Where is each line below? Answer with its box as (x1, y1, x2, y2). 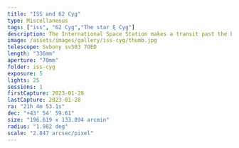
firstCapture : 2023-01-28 (7, 90, 84, 97)
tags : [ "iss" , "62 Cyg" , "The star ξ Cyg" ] (7, 23, 135, 31)
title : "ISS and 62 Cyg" (7, 10, 81, 18)
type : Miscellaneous (7, 17, 69, 24)
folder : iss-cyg (7, 63, 55, 70)
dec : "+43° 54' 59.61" (7, 110, 75, 117)
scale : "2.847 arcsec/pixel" (7, 129, 94, 137)
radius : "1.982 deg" (7, 122, 69, 130)
